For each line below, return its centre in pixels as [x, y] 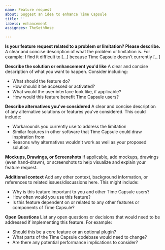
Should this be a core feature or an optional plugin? [64, 232]
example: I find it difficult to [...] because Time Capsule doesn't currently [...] [83, 57]
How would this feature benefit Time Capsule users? [66, 97]
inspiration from [28, 137]
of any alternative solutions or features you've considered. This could [76, 112]
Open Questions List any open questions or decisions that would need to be [82, 217]
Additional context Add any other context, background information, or [77, 177]
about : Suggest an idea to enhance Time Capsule [56, 14]
